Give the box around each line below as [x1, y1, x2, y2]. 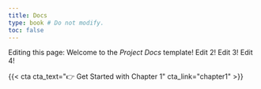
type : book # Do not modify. [8, 19, 104, 27]
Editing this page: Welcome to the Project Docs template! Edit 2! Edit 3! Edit [8, 48, 253, 57]
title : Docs [8, 11, 47, 20]
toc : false [8, 26, 44, 34]
